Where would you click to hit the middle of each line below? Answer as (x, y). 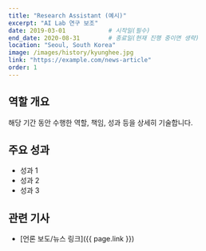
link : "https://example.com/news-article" (80, 61)
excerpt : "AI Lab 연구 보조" (53, 23)
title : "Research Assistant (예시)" (67, 16)
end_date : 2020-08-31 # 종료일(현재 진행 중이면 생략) (104, 38)
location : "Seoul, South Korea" (62, 45)
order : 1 (23, 68)
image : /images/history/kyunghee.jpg (71, 53)
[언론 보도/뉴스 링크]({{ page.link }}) (77, 239)
